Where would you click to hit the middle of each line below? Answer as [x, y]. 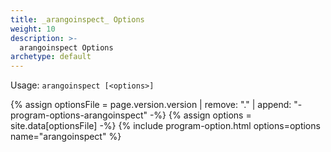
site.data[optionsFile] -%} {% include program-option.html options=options [165, 126]
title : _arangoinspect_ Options [77, 19]
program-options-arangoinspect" [79, 115]
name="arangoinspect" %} [66, 137]
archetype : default [51, 57]
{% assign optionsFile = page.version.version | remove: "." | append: [151, 105]
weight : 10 [33, 29]
